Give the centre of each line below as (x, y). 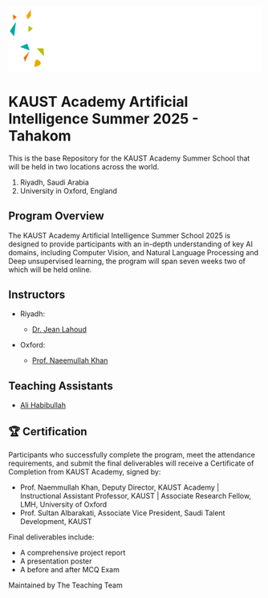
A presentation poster (56, 561)
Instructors (37, 295)
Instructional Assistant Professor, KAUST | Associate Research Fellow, (135, 496)
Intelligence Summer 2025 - (104, 119)
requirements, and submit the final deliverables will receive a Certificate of (131, 463)
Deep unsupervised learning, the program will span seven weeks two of (127, 261)
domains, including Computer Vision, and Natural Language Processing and (134, 252)
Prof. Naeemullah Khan (70, 360)
